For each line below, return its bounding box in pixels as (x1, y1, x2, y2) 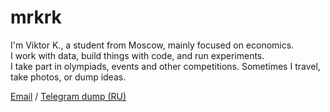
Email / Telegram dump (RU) (10, 90, 127, 102)
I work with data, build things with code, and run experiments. (10, 49, 265, 61)
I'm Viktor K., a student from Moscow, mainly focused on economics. (10, 39, 295, 51)
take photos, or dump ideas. (10, 71, 127, 83)
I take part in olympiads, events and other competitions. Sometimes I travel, (10, 60, 321, 72)
